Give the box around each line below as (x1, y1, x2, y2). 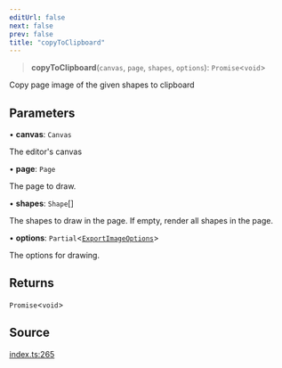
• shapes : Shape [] (9, 198, 74, 209)
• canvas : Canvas (9, 129, 72, 140)
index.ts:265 (9, 348, 55, 359)
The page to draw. (9, 181, 77, 192)
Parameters (9, 105, 76, 120)
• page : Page (9, 164, 56, 175)
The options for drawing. (9, 250, 101, 261)
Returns (9, 275, 55, 290)
